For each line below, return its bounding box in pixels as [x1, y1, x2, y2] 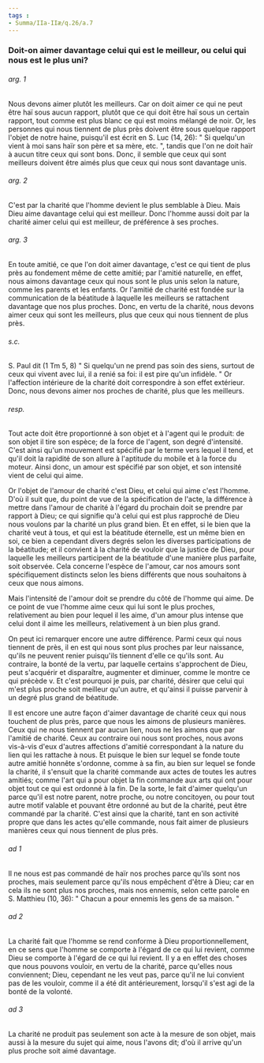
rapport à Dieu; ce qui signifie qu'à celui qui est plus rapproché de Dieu [8, 511, 240, 521]
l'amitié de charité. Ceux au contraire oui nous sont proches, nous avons [8, 733, 244, 743]
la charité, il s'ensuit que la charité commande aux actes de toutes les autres [8, 767, 257, 777]
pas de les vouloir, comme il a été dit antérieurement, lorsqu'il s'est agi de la [8, 978, 255, 988]
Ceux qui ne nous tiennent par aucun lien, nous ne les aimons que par [8, 725, 236, 735]
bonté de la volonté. [8, 986, 73, 996]
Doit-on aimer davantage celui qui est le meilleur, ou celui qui [8, 45, 247, 56]
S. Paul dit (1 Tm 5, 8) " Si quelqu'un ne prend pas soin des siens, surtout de [8, 361, 255, 371]
